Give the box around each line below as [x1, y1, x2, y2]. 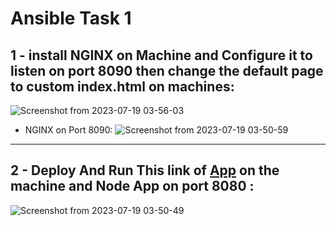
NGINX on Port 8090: [24, 124, 113, 136]
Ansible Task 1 [10, 7, 132, 30]
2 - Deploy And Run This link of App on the [10, 162, 280, 179]
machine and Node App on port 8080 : [10, 178, 255, 195]
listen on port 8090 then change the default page [10, 62, 324, 79]
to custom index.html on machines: [10, 78, 235, 95]
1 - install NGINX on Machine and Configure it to [10, 47, 313, 64]
